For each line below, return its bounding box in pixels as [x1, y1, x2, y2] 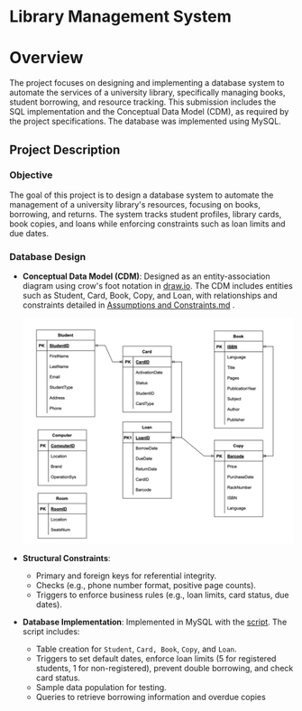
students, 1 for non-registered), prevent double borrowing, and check [35, 662, 294, 673]
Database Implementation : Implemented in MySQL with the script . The [22, 616, 288, 627]
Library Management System [9, 6, 232, 27]
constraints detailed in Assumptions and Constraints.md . [22, 300, 235, 310]
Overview [9, 48, 84, 69]
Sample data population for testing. [35, 681, 167, 692]
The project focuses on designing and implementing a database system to [9, 78, 285, 88]
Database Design [9, 250, 87, 263]
